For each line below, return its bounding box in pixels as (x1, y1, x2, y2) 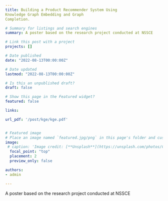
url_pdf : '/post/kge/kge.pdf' (5, 117, 68, 122)
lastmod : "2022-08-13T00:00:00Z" (5, 71, 75, 77)
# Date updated (5, 67, 37, 72)
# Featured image (5, 130, 41, 135)
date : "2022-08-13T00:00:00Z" (5, 58, 68, 63)
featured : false (5, 99, 39, 104)
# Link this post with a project (5, 40, 75, 45)
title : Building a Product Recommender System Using (5, 7, 117, 13)
